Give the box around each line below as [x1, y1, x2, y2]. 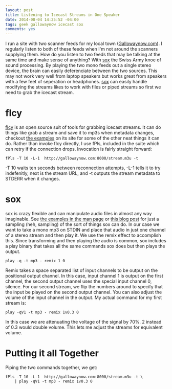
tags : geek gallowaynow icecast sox [5, 21, 83, 27]
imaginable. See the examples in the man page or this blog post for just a [5, 216, 159, 222]
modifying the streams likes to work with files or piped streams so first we [5, 84, 161, 90]
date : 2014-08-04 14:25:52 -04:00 [5, 17, 79, 22]
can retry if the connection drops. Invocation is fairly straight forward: [5, 146, 152, 152]
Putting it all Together [5, 348, 99, 359]
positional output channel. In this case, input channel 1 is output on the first [5, 273, 164, 279]
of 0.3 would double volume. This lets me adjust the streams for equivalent [5, 324, 163, 330]
